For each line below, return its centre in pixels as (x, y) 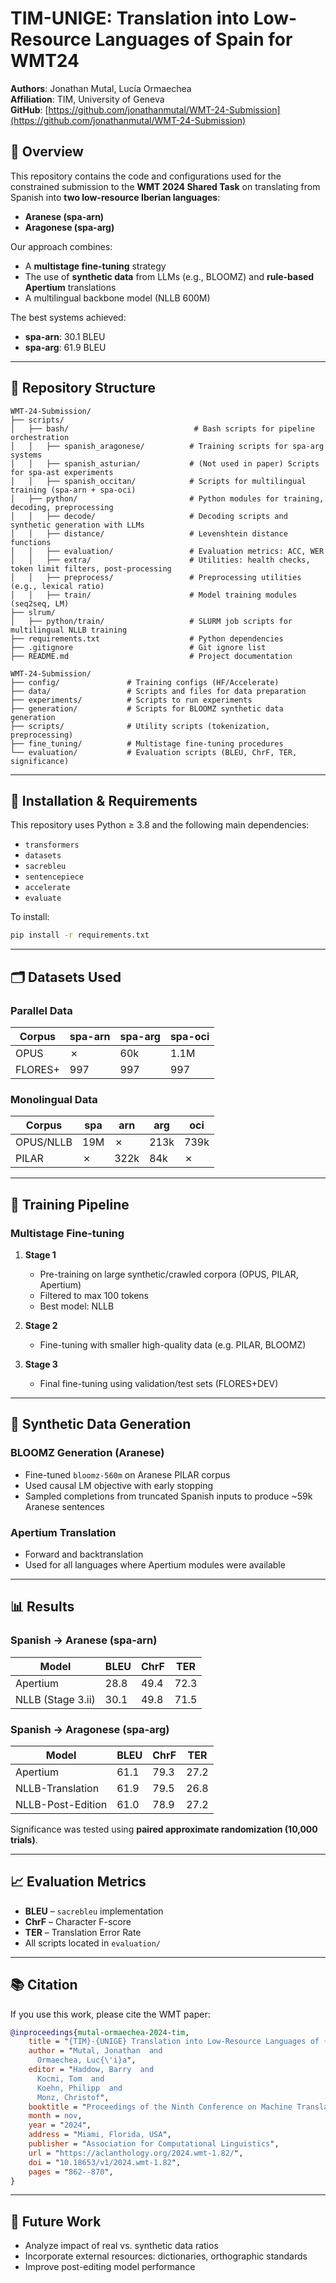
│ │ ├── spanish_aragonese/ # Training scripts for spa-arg (167, 446)
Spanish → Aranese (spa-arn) (84, 1640)
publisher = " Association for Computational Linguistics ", (154, 2144)
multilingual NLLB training (69, 630)
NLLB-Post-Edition (61, 1804)
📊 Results (42, 1607)
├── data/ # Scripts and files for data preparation (158, 691)
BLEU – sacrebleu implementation (94, 1911)
